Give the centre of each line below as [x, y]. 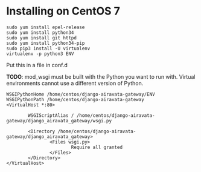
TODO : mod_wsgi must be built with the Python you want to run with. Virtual [101, 76]
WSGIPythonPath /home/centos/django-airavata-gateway [75, 99]
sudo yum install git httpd [42, 38]
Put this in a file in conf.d [37, 65]
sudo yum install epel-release [46, 27]
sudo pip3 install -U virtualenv [48, 48]
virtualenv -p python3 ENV [40, 54]
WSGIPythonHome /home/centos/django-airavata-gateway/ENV [81, 94]
